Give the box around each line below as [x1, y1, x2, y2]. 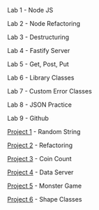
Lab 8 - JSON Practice [7, 100, 72, 109]
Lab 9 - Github [7, 114, 49, 122]
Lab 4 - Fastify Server [7, 47, 70, 54]
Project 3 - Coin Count [7, 155, 72, 163]
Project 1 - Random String [7, 128, 81, 135]
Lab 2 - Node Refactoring [7, 20, 81, 27]
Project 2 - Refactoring [7, 141, 73, 149]
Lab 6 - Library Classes [7, 73, 75, 82]
